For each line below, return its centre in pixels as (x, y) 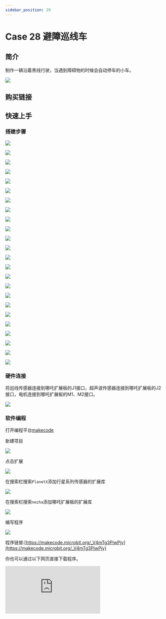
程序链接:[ (16, 543)
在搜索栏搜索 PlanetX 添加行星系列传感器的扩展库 (55, 482)
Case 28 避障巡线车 (46, 37)
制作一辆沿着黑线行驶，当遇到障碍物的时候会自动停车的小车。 (70, 70)
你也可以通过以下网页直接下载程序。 (43, 559)
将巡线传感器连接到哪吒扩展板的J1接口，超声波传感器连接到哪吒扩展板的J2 (83, 388)
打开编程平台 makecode (30, 430)
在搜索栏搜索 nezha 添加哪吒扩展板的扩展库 (49, 502)
